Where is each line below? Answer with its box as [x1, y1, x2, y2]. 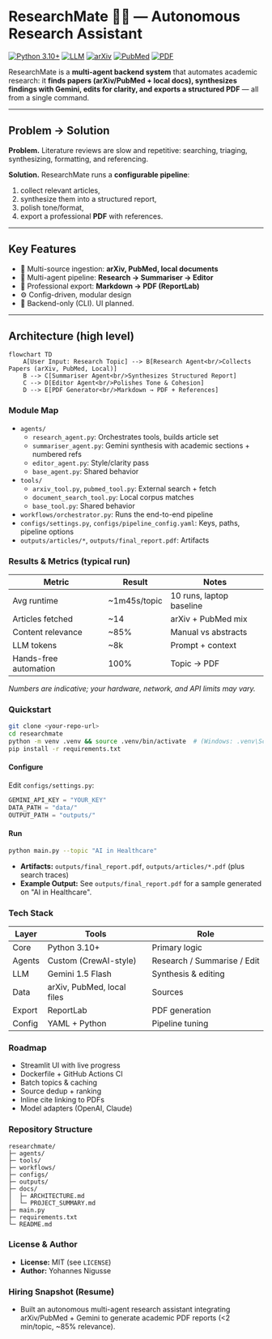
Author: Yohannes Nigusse [19, 1265, 112, 1275]
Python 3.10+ [47, 941, 100, 953]
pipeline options [19, 527, 74, 536]
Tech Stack [8, 907, 54, 919]
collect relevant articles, [19, 185, 100, 195]
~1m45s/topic [108, 595, 164, 606]
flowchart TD [8, 351, 53, 359]
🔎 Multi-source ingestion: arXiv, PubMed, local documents [19, 263, 219, 274]
